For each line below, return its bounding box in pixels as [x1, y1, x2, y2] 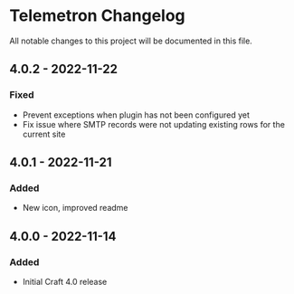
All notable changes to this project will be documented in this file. [9, 35, 253, 46]
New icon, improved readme [22, 203, 128, 213]
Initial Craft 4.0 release [22, 277, 108, 287]
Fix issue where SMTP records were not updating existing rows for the [22, 119, 285, 129]
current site [22, 128, 66, 139]
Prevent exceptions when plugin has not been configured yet [22, 109, 251, 120]
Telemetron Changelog [9, 5, 185, 26]
